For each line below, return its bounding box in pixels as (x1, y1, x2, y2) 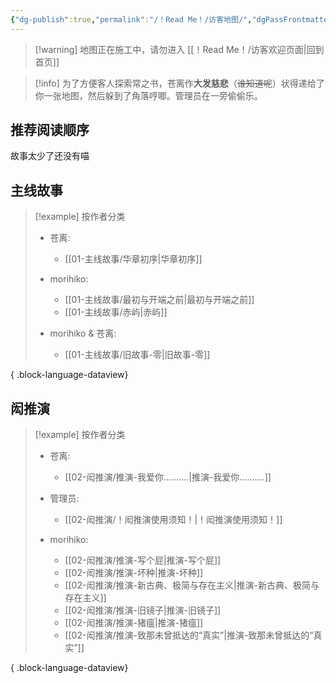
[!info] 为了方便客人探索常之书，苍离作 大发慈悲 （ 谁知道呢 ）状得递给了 (34, 77, 325, 89)
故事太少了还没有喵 (10, 150, 90, 162)
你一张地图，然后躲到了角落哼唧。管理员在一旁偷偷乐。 (34, 89, 263, 101)
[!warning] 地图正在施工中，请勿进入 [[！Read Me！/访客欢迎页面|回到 (34, 43, 325, 55)
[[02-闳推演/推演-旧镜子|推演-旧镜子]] (64, 604, 222, 616)
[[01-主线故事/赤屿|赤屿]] (64, 306, 168, 318)
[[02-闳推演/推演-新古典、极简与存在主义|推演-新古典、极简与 (64, 579, 320, 591)
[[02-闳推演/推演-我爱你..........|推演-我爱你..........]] (64, 471, 272, 483)
